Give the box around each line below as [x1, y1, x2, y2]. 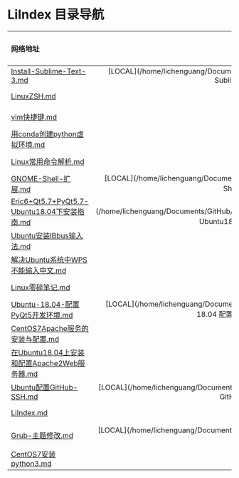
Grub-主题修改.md [11, 430, 73, 440]
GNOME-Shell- [11, 173, 64, 183]
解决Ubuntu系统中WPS [11, 255, 87, 265]
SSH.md [11, 392, 38, 402]
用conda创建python [11, 129, 77, 139]
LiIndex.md [11, 407, 48, 417]
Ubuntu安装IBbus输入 [11, 230, 83, 240]
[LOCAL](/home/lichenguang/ [98, 382, 198, 392]
